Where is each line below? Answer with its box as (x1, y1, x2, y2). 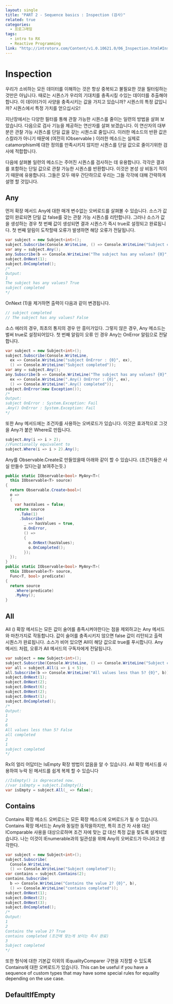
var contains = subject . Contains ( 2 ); (5, 871, 86, 876)
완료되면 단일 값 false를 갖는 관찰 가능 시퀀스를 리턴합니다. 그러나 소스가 (14, 214, 160, 220)
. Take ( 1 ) (19, 512, 38, 517)
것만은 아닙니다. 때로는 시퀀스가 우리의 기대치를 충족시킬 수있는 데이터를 (5, 92, 150, 98)
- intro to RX (10, 37, 40, 42)
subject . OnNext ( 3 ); (5, 900, 47, 905)
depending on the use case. (5, 976, 65, 982)
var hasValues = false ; (14, 502, 66, 507)
